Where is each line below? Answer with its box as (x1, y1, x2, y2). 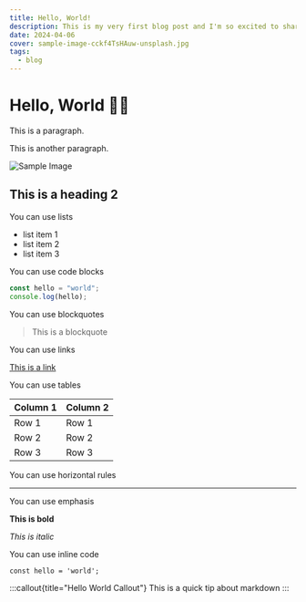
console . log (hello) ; (9, 292, 88, 301)
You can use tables (9, 379, 82, 390)
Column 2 (66, 400, 109, 413)
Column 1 (14, 400, 57, 413)
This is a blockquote (31, 326, 107, 337)
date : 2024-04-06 (9, 30, 76, 39)
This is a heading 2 (9, 187, 118, 202)
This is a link (9, 361, 56, 372)
